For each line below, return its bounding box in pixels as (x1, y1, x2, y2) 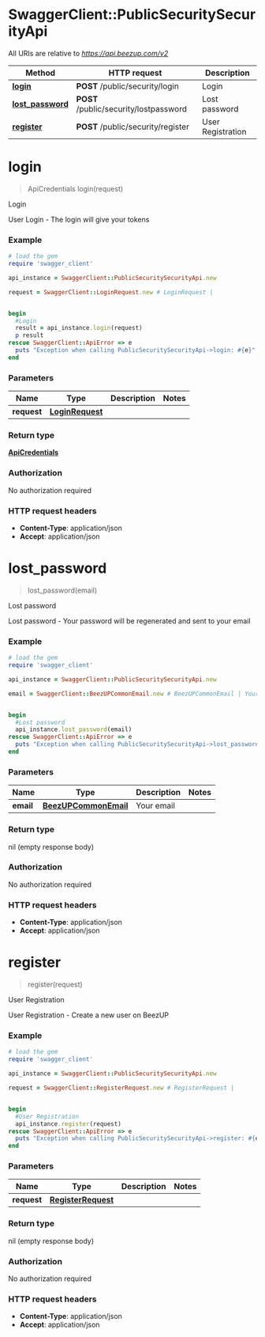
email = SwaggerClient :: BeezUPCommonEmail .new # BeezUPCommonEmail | (8, 690, 242, 698)
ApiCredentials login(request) (27, 184, 124, 193)
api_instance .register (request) (15, 1119, 122, 1128)
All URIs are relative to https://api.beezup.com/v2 (8, 48, 169, 58)
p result (15, 331, 44, 339)
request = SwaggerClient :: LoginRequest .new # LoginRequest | (8, 288, 214, 296)
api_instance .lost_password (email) (15, 725, 132, 733)
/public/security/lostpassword (76, 103, 188, 114)
